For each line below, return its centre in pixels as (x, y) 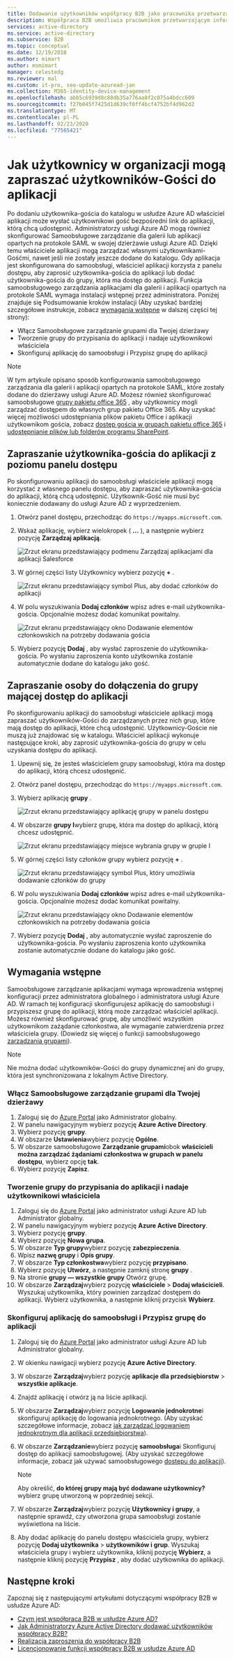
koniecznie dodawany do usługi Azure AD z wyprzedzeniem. (94, 504)
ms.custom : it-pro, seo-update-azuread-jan (71, 85)
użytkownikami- (183, 251)
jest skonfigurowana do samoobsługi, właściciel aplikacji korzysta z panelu (115, 265)
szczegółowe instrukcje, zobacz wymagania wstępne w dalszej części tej (112, 310)
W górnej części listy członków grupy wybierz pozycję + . (100, 859)
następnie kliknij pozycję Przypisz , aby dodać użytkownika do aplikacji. (121, 1559)
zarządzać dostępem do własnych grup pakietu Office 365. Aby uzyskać (111, 410)
